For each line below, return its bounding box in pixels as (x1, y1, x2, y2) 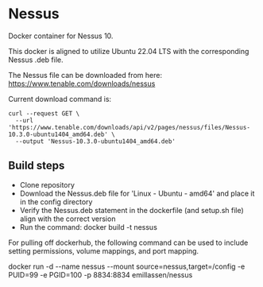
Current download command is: (8, 94, 112, 103)
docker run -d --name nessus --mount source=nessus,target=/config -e (8, 262, 246, 271)
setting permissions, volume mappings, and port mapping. (8, 246, 199, 255)
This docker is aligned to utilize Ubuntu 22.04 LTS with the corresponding (8, 46, 249, 56)
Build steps (8, 159, 65, 173)
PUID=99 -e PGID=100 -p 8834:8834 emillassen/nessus (8, 270, 193, 279)
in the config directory (19, 196, 93, 207)
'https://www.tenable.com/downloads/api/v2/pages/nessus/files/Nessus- (8, 123, 250, 131)
